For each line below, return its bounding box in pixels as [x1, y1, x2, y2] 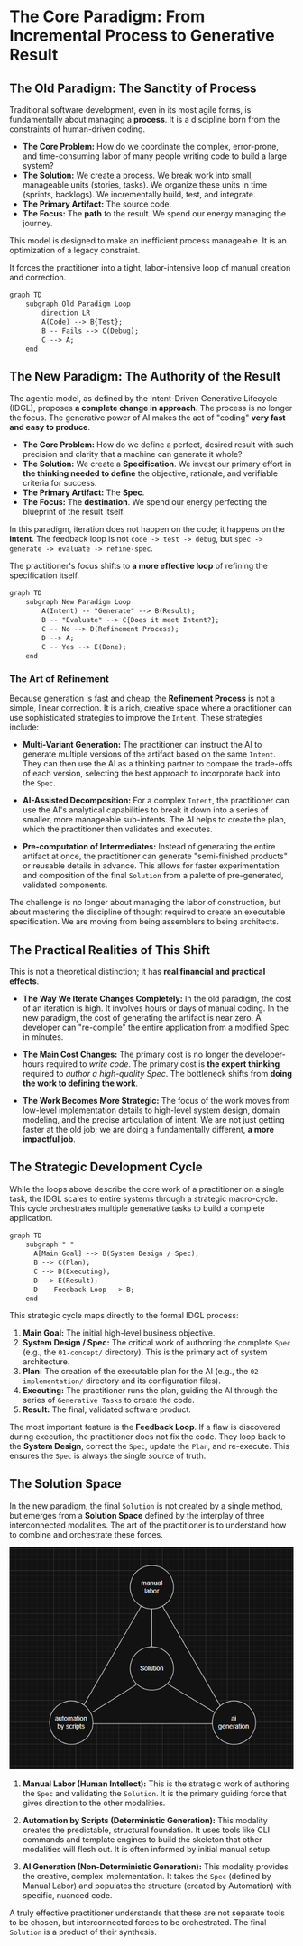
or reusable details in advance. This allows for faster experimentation [22, 860, 280, 871]
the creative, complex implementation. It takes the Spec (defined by [22, 1871, 272, 1882]
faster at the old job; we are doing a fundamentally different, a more [22, 1124, 275, 1134]
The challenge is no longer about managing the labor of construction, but [9, 897, 281, 908]
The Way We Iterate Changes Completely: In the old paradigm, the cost [22, 993, 292, 1004]
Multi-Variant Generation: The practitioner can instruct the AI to [22, 739, 262, 750]
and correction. [9, 272, 67, 282]
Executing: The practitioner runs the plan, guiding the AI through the [22, 1384, 278, 1395]
